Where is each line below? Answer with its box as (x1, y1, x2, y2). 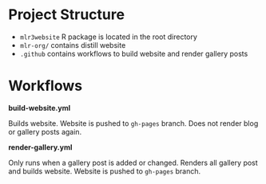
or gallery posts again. (8, 127, 82, 136)
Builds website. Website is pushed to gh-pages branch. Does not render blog (8, 118, 259, 128)
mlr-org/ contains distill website (19, 40, 126, 49)
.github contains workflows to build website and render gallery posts (19, 49, 248, 58)
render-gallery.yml (8, 142, 73, 152)
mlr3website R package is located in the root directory (19, 32, 198, 41)
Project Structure (8, 6, 125, 24)
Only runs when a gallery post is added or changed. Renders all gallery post (8, 158, 258, 167)
